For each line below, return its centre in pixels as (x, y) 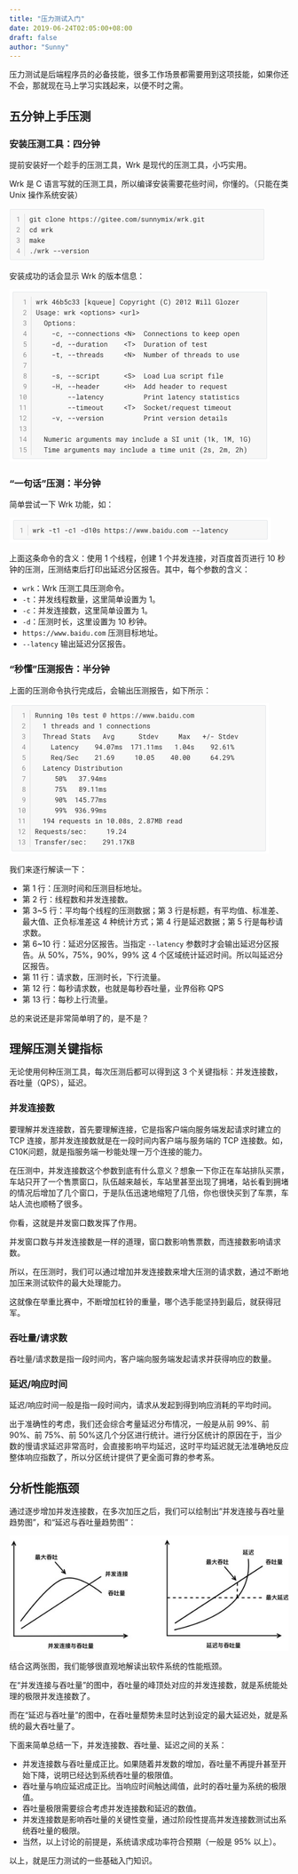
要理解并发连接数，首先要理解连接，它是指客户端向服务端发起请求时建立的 (145, 1129)
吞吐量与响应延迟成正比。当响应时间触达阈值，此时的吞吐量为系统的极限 (154, 1786)
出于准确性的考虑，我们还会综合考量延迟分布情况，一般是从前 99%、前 (140, 1424)
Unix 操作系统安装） (46, 195)
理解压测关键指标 (56, 1049)
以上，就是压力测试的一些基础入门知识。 (83, 1860)
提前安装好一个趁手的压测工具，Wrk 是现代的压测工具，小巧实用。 (130, 164)
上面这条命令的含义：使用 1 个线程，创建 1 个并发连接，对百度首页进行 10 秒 (147, 558)
